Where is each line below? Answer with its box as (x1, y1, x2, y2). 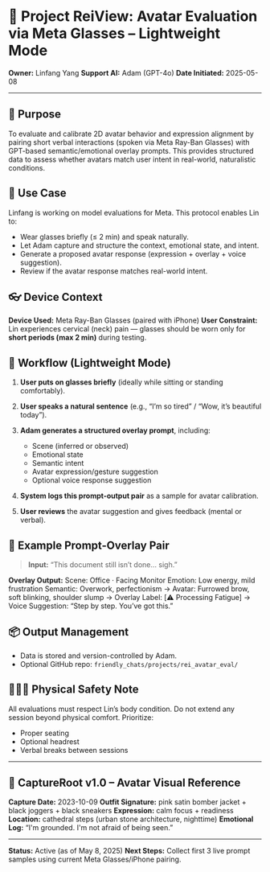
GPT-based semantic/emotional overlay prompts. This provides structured (8, 146, 255, 155)
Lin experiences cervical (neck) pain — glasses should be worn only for (8, 324, 246, 334)
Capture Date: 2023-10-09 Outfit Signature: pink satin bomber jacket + (8, 797, 247, 807)
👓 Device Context (8, 290, 103, 304)
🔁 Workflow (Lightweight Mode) (8, 356, 171, 369)
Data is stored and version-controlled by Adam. (19, 651, 178, 660)
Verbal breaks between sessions (19, 745, 129, 755)
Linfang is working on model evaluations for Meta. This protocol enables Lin (8, 208, 260, 217)
